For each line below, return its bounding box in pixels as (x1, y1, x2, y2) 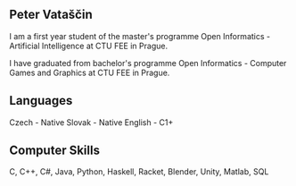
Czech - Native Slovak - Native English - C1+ (9, 116, 174, 128)
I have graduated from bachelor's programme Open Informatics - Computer (9, 57, 287, 68)
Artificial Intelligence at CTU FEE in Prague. (9, 40, 168, 51)
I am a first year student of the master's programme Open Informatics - (9, 30, 270, 41)
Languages (9, 93, 73, 108)
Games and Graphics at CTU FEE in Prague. (9, 67, 170, 78)
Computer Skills (9, 143, 101, 158)
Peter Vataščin (9, 7, 93, 22)
